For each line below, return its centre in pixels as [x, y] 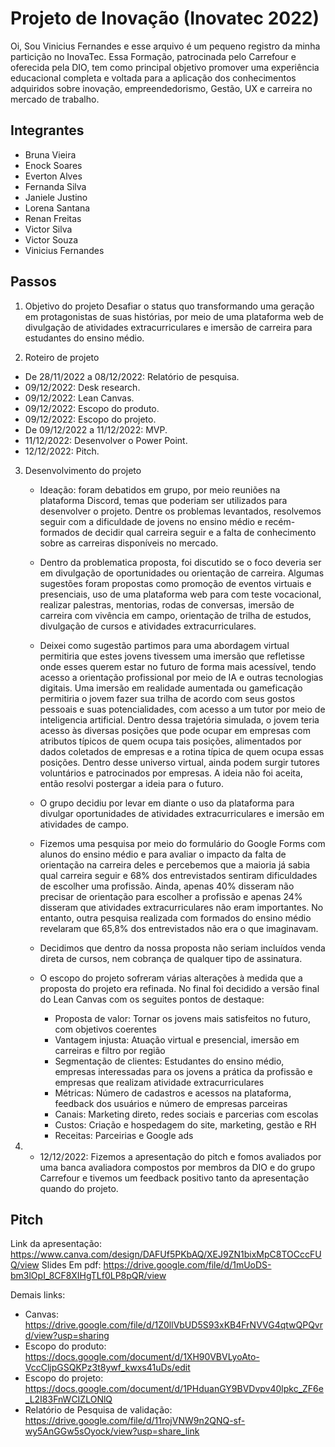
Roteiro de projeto [62, 357]
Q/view [25, 1265]
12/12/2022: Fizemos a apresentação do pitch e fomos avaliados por [180, 1156]
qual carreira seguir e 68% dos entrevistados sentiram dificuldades [178, 875]
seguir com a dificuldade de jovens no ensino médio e [151, 521]
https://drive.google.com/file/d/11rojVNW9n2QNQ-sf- [135, 1421]
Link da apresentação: [56, 1244]
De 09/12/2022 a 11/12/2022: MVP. [96, 429]
